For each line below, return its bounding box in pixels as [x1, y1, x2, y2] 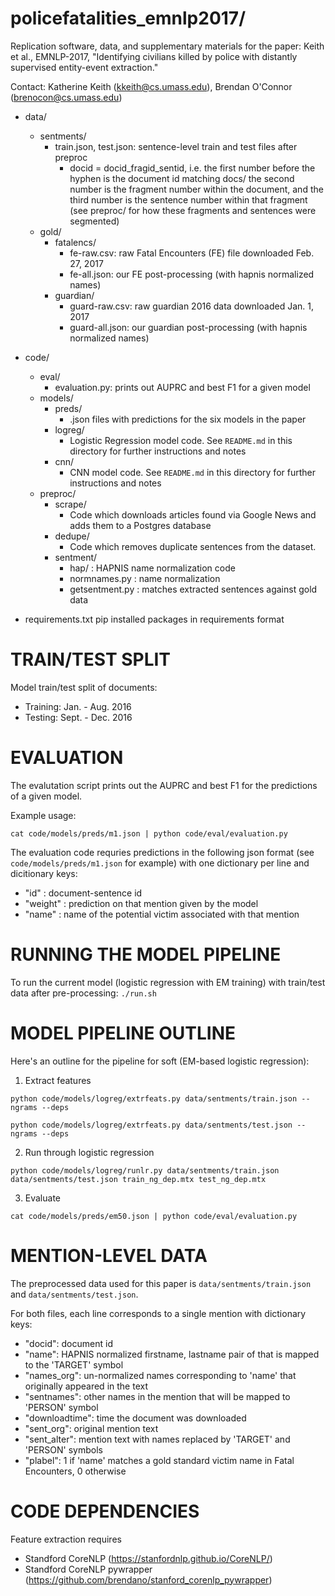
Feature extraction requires [10, 1533, 122, 1545]
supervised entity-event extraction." [10, 61, 159, 73]
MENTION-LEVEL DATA [10, 1244, 208, 1267]
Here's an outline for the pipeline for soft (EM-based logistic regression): [10, 1055, 310, 1067]
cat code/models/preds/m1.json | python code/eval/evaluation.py [10, 828, 288, 839]
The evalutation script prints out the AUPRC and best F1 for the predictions [10, 779, 318, 791]
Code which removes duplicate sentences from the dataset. [69, 540, 317, 552]
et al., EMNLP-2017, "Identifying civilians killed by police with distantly [10, 50, 298, 62]
